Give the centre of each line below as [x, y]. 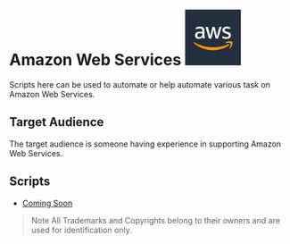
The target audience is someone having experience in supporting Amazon [145, 144]
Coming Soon [47, 203]
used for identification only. [81, 230]
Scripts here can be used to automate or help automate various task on [140, 84]
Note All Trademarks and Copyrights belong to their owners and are [156, 220]
